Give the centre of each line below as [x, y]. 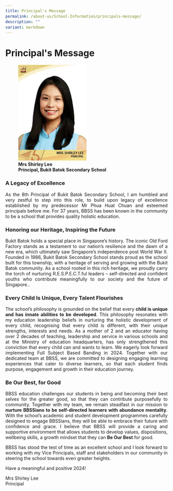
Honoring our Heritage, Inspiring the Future [60, 230]
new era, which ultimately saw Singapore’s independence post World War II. [86, 252]
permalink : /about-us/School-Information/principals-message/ [73, 16]
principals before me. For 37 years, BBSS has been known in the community [86, 211]
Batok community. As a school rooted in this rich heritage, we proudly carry [86, 268]
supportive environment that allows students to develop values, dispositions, [86, 432]
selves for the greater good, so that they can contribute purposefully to [86, 399]
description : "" [23, 22]
